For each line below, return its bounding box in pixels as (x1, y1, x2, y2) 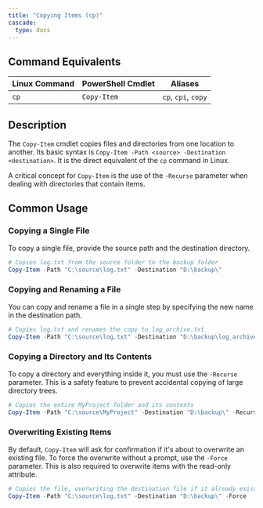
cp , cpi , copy (162, 92, 207, 103)
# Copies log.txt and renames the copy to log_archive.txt (8, 325, 205, 333)
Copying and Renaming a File (8, 284, 121, 295)
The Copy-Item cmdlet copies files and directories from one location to (8, 139, 235, 148)
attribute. (8, 470, 38, 479)
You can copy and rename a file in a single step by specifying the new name (8, 302, 254, 311)
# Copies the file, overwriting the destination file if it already (8, 484, 236, 492)
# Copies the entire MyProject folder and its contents (8, 401, 194, 408)
